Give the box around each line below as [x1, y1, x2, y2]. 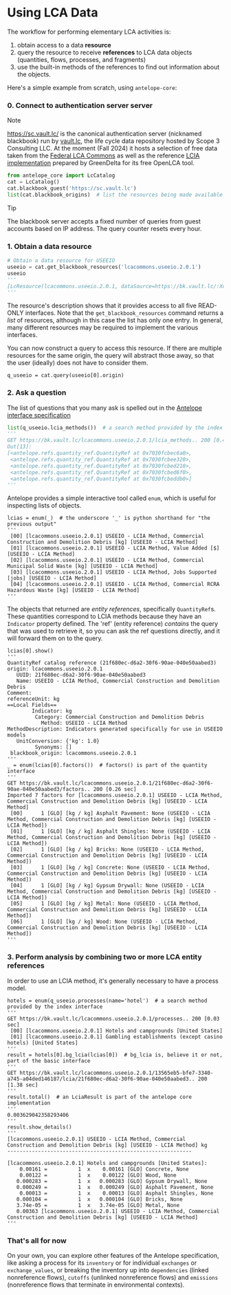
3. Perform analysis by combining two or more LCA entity [7, 953, 202, 962]
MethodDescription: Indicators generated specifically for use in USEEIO [7, 726, 223, 733]
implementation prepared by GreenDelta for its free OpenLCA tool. [7, 159, 195, 167]
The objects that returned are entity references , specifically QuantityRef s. [7, 605, 217, 613]
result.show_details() [7, 1123, 72, 1131]
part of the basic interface [7, 1057, 91, 1064]
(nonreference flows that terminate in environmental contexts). [7, 1281, 185, 1289]
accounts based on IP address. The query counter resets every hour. [7, 224, 202, 232]
